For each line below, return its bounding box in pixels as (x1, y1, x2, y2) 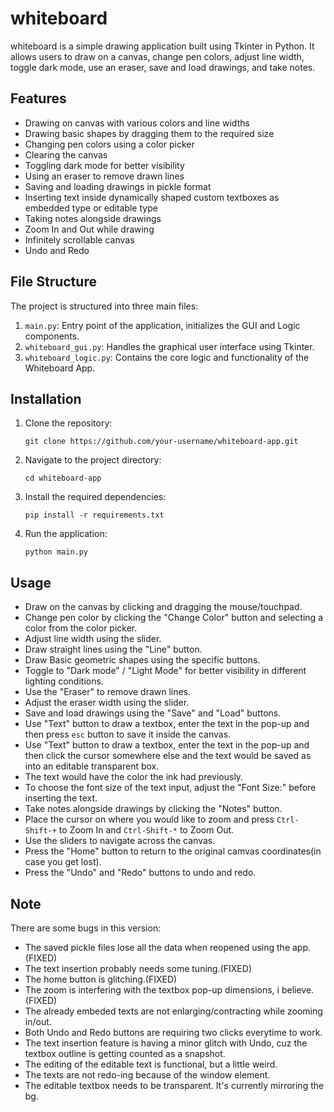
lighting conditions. (24, 675, 104, 687)
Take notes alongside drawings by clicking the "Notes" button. (24, 803, 283, 815)
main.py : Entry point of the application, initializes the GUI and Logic (24, 319, 301, 331)
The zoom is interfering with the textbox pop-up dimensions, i (24, 984, 280, 996)
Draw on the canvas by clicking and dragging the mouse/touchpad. (24, 601, 303, 613)
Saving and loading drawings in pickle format (24, 180, 212, 192)
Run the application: (24, 528, 108, 540)
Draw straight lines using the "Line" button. (24, 643, 203, 656)
